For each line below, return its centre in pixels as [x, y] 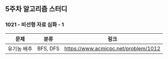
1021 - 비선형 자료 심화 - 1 [35, 25]
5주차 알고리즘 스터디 [36, 9]
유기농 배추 [20, 48]
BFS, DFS [48, 48]
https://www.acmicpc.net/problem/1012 [112, 48]
